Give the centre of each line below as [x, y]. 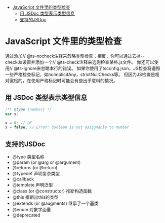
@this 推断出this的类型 [35, 197]
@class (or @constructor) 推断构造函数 [52, 191]
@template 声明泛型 [33, 185]
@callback [23, 179]
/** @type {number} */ [28, 109]
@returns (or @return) [35, 168]
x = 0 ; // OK [19, 123]
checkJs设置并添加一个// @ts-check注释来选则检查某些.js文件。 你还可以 [80, 62]
